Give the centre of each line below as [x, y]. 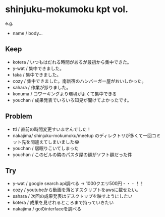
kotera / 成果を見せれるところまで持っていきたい [63, 203]
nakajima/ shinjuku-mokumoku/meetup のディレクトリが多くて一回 [82, 135]
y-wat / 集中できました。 [38, 68]
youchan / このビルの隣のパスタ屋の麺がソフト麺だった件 [72, 154]
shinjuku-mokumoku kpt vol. [67, 9]
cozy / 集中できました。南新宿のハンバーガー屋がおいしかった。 [79, 81]
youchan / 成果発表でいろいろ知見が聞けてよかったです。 [72, 100]
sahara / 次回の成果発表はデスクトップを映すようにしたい [72, 196]
